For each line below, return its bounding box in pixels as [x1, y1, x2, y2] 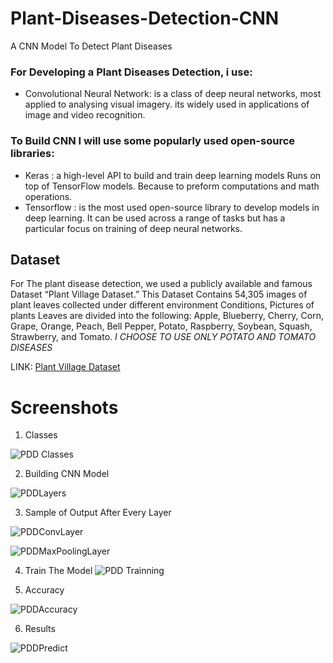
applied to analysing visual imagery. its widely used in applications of [24, 98, 310, 111]
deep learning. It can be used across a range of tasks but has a [24, 212, 286, 224]
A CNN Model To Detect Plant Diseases [10, 40, 173, 52]
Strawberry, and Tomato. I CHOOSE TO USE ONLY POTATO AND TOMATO [10, 331, 317, 343]
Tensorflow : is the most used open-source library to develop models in [24, 201, 320, 213]
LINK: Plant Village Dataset [10, 361, 121, 373]
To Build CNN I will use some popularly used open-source [10, 134, 296, 148]
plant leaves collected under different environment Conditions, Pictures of [10, 299, 315, 311]
